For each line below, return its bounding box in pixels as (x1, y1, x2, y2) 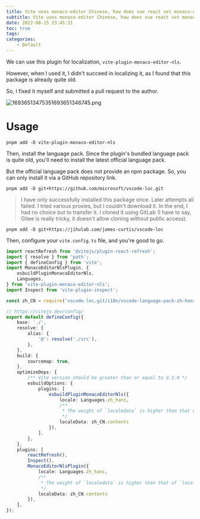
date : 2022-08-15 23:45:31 (6, 20, 73, 26)
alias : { (27, 331, 49, 336)
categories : (6, 36, 36, 42)
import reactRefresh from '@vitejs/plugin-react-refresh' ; (6, 248, 156, 254)
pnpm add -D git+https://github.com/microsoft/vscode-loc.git (6, 185, 164, 191)
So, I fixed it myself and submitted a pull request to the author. (6, 87, 159, 95)
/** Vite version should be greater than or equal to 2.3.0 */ (27, 375, 187, 381)
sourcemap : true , (27, 358, 70, 364)
